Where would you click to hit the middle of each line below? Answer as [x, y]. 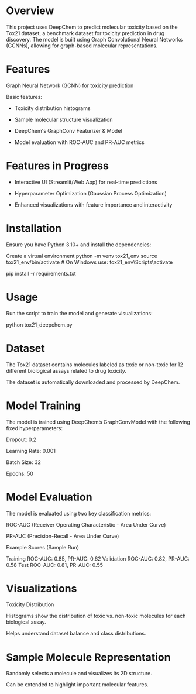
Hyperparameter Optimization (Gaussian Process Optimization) [90, 193]
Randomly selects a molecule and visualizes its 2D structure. [79, 674]
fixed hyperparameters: [35, 428]
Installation [34, 228]
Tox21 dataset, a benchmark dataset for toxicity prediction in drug [85, 33]
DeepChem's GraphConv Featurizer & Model [68, 130]
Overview [30, 11]
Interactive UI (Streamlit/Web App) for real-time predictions [86, 182]
